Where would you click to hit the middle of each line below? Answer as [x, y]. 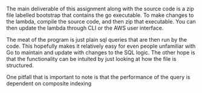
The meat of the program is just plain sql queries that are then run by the [97, 40]
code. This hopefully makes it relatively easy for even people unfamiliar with [101, 46]
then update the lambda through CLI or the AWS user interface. [85, 28]
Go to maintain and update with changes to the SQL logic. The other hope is [101, 53]
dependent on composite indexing [49, 83]
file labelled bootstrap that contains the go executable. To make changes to [100, 15]
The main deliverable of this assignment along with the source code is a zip [100, 9]
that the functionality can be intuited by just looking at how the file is [91, 59]
